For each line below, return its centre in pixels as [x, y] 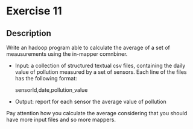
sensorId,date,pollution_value [51, 90]
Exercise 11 [34, 11]
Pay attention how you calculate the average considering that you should [97, 113]
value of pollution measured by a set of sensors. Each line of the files [101, 72]
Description [29, 33]
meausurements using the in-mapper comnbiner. [67, 54]
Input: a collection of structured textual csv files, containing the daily [100, 65]
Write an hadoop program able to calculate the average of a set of [88, 47]
